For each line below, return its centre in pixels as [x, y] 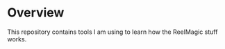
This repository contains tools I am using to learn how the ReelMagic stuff [112, 32]
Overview [36, 13]
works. [17, 39]
